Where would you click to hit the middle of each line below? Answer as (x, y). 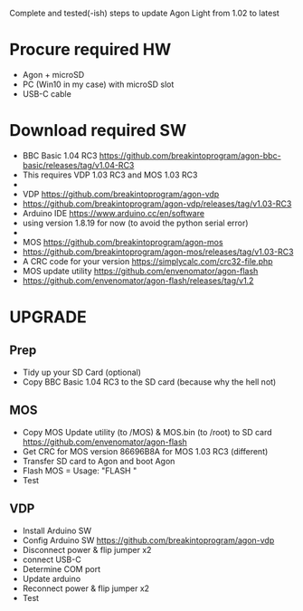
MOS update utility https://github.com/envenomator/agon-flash (140, 271)
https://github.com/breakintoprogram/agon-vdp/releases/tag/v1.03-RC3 (157, 204)
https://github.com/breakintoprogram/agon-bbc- (190, 155)
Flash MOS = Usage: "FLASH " (80, 471)
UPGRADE (48, 317)
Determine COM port (62, 568)
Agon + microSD (53, 74)
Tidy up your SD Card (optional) (82, 372)
